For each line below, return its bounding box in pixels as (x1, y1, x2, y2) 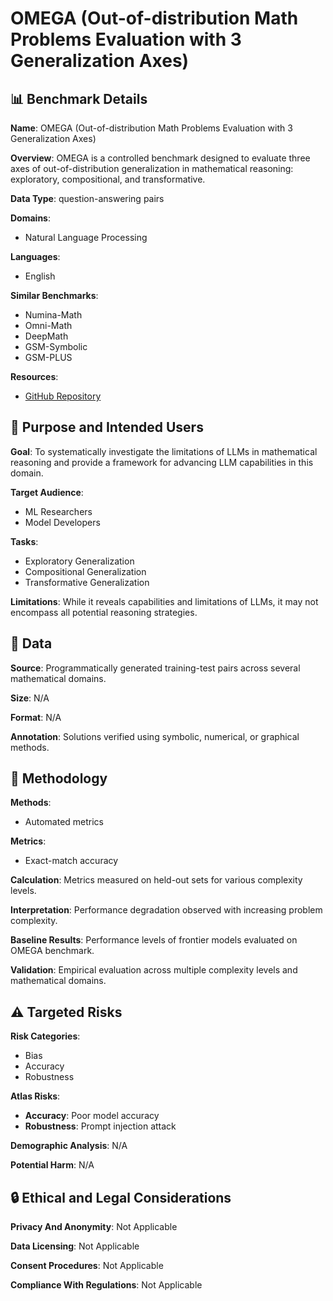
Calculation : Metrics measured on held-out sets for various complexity (10, 874, 303, 886)
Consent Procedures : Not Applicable (10, 1260, 164, 1272)
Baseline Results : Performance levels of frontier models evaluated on (10, 934, 298, 946)
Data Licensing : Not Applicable (10, 1240, 140, 1252)
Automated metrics (24, 816, 105, 828)
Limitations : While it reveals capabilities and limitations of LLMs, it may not (10, 595, 319, 607)
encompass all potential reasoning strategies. (10, 606, 198, 618)
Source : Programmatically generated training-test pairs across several (10, 662, 301, 674)
